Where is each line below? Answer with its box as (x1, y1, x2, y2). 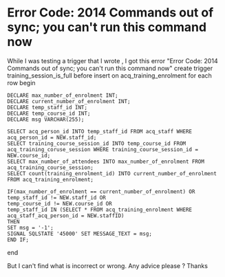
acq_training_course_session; (7, 164, 94, 171)
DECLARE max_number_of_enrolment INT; (7, 91, 118, 99)
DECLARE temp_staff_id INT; (7, 104, 88, 111)
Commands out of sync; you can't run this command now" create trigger (7, 64, 213, 72)
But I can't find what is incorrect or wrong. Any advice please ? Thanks (7, 261, 208, 269)
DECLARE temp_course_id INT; (7, 110, 91, 117)
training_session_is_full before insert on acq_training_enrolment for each (7, 71, 212, 80)
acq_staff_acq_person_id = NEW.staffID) (7, 212, 125, 219)
